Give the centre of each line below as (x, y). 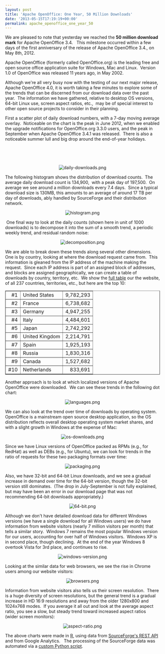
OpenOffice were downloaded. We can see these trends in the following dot (82, 387)
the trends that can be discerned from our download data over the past (77, 93)
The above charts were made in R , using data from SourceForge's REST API (82, 636)
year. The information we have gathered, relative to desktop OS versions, (80, 98)
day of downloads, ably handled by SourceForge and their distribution (76, 198)
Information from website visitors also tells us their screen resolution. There (82, 591)
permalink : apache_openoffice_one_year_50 (49, 23)
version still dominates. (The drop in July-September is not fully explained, (81, 486)
